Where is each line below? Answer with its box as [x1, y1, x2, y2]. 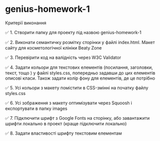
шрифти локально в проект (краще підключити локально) [5, 120, 127, 127]
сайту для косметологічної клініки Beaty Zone [5, 45, 102, 50]
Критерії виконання [5, 20, 47, 26]
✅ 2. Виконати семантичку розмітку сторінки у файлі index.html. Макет [5, 39, 155, 45]
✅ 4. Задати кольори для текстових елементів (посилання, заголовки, [5, 64, 153, 70]
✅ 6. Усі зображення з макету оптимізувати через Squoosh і [5, 100, 132, 106]
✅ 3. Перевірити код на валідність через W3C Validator [5, 54, 121, 60]
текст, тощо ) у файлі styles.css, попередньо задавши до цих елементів [5, 70, 156, 76]
